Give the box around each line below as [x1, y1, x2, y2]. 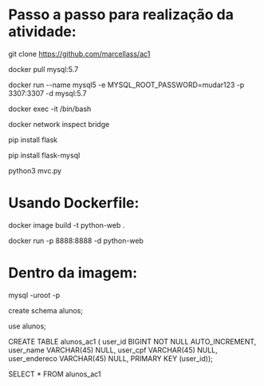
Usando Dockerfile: [8, 194, 140, 213]
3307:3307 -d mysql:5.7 [8, 88, 88, 97]
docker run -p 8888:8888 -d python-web [8, 236, 144, 245]
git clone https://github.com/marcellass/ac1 [8, 49, 151, 58]
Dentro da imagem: [8, 264, 138, 282]
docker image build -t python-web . [8, 220, 125, 229]
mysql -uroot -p [8, 290, 61, 300]
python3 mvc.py [8, 165, 62, 175]
